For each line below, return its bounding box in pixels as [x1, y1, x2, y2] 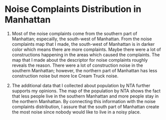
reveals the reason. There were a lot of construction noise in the [11, 62, 144, 68]
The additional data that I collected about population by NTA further [11, 82, 151, 88]
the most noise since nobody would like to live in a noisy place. [11, 109, 141, 115]
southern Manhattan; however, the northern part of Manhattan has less [11, 67, 158, 73]
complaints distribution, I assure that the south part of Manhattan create [11, 104, 160, 110]
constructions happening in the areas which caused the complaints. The [11, 51, 160, 58]
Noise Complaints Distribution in [4, 3, 142, 15]
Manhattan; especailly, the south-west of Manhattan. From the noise [11, 36, 152, 42]
